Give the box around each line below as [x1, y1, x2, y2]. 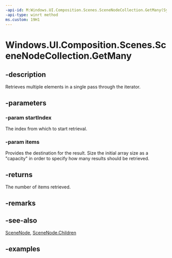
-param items [5, 138, 40, 145]
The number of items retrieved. [5, 184, 71, 190]
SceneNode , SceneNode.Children [5, 230, 77, 236]
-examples [5, 244, 40, 253]
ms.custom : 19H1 [5, 17, 40, 22]
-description [5, 70, 46, 79]
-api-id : [5, 7, 24, 13]
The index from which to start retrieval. [5, 126, 88, 132]
